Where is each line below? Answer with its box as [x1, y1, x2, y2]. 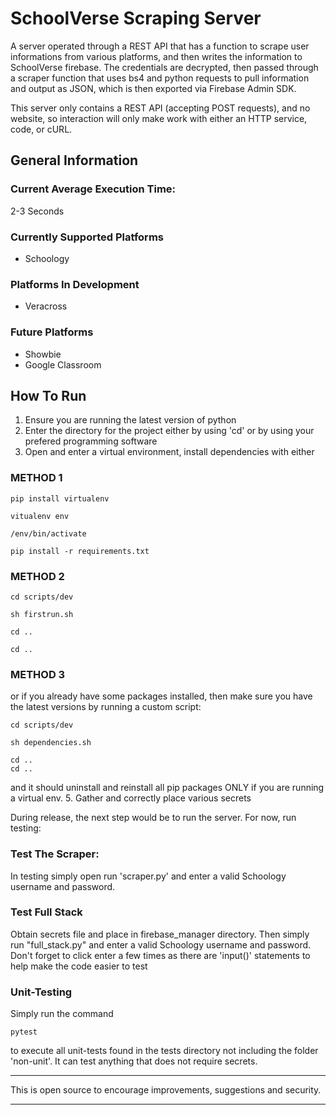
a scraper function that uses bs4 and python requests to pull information [10, 72, 310, 84]
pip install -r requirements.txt [10, 546, 150, 556]
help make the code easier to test [10, 960, 148, 972]
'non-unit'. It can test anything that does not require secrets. [10, 1055, 258, 1067]
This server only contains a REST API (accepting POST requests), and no [10, 102, 311, 114]
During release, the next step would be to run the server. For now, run [10, 812, 297, 824]
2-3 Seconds [10, 205, 65, 217]
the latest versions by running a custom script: [10, 701, 202, 713]
